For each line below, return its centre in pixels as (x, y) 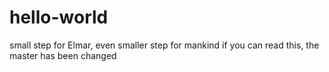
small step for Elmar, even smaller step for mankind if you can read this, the (164, 45)
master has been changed (63, 55)
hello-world (59, 17)
